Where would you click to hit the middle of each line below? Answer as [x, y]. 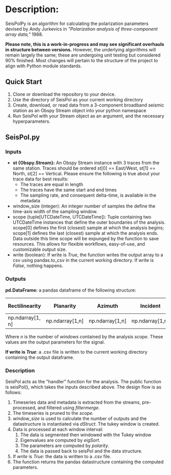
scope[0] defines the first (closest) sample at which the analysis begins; [88, 228]
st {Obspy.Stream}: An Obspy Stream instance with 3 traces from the [86, 163]
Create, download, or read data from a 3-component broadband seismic [88, 105]
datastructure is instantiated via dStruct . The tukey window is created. [86, 424]
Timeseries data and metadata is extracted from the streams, [77, 402]
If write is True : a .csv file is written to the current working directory [76, 352]
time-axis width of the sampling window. [55, 212]
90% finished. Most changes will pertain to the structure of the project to [82, 60]
